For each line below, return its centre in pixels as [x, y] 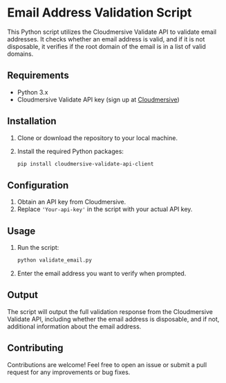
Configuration [38, 185]
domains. [20, 54]
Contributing [35, 348]
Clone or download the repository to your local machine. [97, 138]
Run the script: [38, 248]
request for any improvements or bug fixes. [69, 372]
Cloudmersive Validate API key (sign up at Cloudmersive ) [98, 99]
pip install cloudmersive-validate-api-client [85, 164]
